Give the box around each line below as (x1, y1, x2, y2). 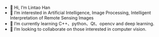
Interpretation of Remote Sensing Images (9, 15, 94, 20)
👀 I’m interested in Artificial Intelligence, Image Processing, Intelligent (9, 10, 151, 16)
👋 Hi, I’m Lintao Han (9, 5, 51, 10)
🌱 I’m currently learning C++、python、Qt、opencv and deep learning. (9, 21, 155, 26)
